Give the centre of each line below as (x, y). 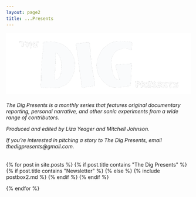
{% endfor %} (23, 188)
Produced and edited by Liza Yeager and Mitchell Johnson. (78, 129)
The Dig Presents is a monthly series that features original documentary (93, 105)
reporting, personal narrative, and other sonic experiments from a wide (92, 112)
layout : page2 (23, 12)
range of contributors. (33, 117)
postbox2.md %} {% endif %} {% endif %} (58, 177)
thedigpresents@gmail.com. (40, 147)
